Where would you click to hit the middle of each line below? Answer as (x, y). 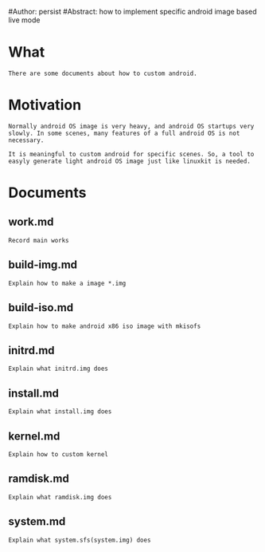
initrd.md (31, 350)
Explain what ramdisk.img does (60, 497)
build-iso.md (41, 308)
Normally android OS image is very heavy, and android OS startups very (131, 126)
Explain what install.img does (60, 412)
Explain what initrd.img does (58, 369)
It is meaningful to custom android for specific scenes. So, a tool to (131, 154)
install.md (34, 393)
